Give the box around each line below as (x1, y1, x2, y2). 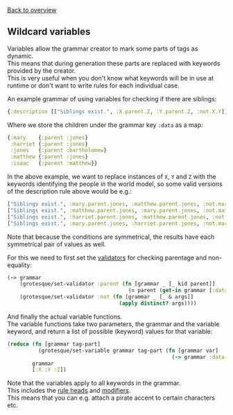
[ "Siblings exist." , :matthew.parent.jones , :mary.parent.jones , (7, 207, 200, 214)
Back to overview (7, 6, 57, 14)
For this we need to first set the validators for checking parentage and (7, 253, 207, 262)
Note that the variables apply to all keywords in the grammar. (7, 379, 181, 387)
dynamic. (7, 51, 34, 60)
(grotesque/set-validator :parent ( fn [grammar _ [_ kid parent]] (19, 280, 216, 287)
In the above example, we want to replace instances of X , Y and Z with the (7, 173, 216, 181)
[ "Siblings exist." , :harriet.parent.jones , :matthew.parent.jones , (7, 213, 209, 221)
